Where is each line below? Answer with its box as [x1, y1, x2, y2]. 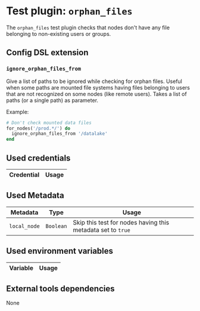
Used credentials [6, 153, 71, 163]
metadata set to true [73, 226, 131, 234]
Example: [6, 108, 29, 115]
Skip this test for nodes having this [73, 218, 170, 226]
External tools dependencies [6, 284, 115, 294]
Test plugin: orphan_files [6, 4, 133, 18]
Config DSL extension [6, 48, 89, 58]
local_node [9, 223, 40, 229]
